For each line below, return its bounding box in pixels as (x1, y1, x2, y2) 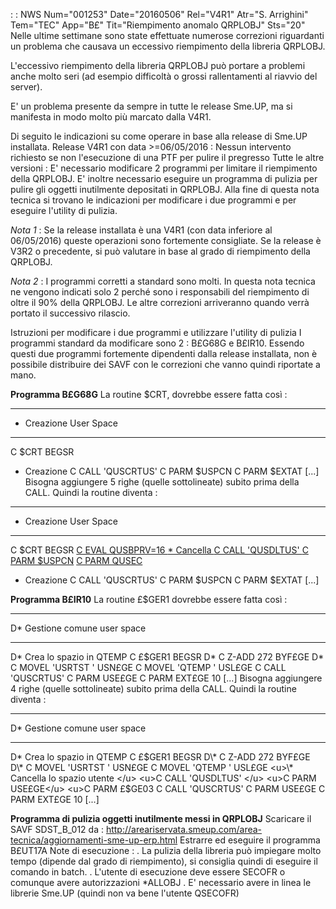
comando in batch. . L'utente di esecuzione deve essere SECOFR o (10, 866, 286, 878)
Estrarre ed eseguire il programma (179, 834, 321, 846)
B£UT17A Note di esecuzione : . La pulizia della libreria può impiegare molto (10, 845, 322, 856)
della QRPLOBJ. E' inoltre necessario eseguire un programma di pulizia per (10, 173, 318, 184)
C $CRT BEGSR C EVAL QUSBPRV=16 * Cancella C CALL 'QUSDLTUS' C (10, 544, 309, 556)
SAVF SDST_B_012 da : (10, 824, 104, 835)
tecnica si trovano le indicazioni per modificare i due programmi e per (10, 194, 297, 206)
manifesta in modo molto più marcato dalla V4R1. (10, 111, 212, 123)
